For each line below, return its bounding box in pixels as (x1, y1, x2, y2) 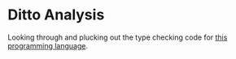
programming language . (7, 40, 89, 50)
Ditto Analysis (7, 6, 105, 24)
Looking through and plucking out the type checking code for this (7, 32, 228, 42)
